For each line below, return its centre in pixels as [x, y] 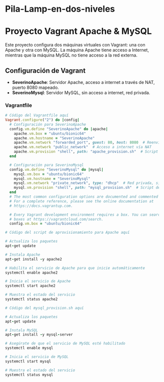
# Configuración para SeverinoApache [48, 124]
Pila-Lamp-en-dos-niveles [60, 9]
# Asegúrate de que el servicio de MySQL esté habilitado [65, 343]
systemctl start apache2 [30, 286]
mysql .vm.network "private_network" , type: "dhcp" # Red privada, [84, 183]
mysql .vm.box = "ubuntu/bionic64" [49, 174]
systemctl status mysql [29, 375]
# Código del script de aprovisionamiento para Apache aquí [68, 233]
